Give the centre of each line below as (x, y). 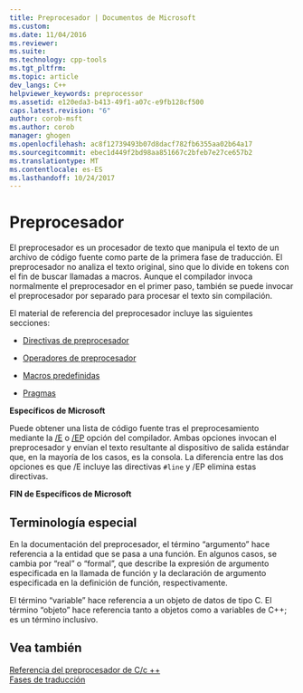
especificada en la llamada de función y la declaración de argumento (138, 573)
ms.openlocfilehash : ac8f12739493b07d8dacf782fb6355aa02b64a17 (131, 144)
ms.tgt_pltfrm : (38, 69)
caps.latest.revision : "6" (60, 111)
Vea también (46, 648)
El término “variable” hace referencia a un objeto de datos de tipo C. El (141, 600)
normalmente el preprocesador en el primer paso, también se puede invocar (151, 286)
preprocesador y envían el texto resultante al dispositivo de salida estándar (149, 448)
